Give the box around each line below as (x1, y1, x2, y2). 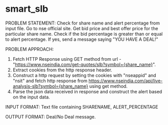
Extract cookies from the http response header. (12, 67, 112, 73)
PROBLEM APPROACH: (5, 46, 54, 52)
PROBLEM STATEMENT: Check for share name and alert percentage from (5, 20, 160, 26)
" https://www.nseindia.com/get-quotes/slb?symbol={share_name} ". (12, 61, 156, 67)
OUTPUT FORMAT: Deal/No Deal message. (5, 113, 96, 120)
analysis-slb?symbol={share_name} (12, 83, 88, 89)
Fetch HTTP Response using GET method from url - (12, 56, 122, 62)
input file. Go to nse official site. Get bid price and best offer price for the (5, 25, 158, 31)
